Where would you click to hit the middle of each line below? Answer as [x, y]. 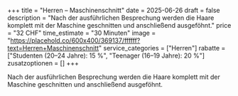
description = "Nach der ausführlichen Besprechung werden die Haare [111, 18]
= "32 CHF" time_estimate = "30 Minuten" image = [82, 33]
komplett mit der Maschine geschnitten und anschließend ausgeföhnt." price [119, 25]
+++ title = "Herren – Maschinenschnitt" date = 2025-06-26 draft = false [114, 10]
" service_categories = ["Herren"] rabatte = [162, 48]
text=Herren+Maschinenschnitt [53, 48]
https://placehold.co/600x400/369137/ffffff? [75, 41]
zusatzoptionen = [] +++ [43, 63]
